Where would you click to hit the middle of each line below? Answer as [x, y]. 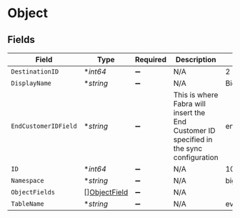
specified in [193, 139]
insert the [189, 113]
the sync [188, 148]
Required [150, 60]
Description [196, 60]
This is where [196, 95]
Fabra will [189, 104]
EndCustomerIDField [44, 126]
